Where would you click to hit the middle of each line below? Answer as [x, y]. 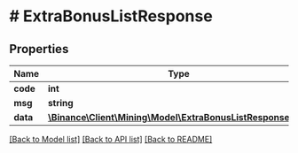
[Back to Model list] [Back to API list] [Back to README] [111, 139]
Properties [39, 49]
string [60, 103]
